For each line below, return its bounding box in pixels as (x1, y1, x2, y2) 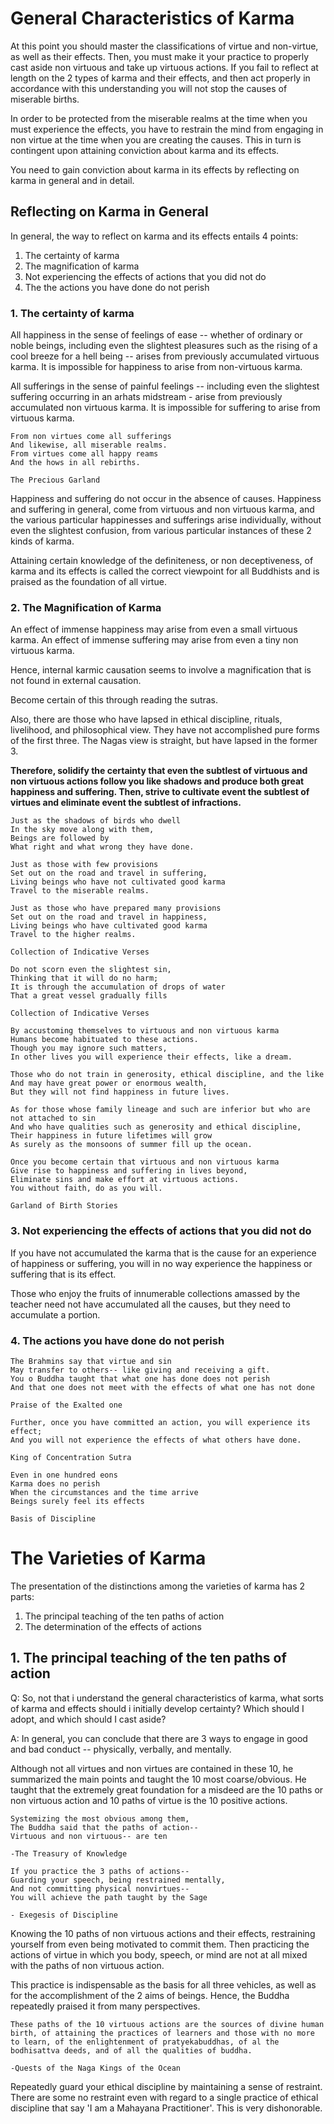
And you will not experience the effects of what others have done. (10, 1435, 302, 1445)
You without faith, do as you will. (10, 1183, 163, 1194)
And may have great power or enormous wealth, (10, 1078, 208, 1089)
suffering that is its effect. (10, 1268, 117, 1280)
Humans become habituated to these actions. (10, 1035, 199, 1045)
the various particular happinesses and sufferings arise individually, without (10, 514, 322, 526)
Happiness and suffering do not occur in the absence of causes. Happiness (10, 493, 322, 505)
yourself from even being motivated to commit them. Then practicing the (10, 1938, 310, 1950)
